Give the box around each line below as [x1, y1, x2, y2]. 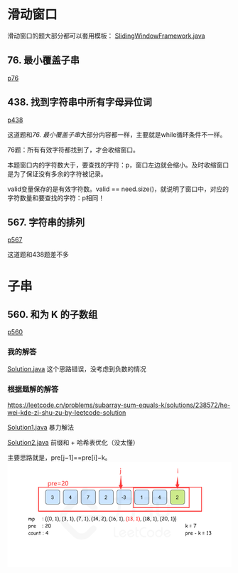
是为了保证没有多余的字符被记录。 [7, 169, 107, 178]
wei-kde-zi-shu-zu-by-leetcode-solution [7, 408, 126, 417]
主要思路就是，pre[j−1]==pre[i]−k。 [7, 453, 112, 462]
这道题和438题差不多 [7, 250, 70, 259]
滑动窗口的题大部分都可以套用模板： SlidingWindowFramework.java [7, 31, 205, 40]
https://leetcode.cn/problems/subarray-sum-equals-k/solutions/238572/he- [7, 401, 231, 409]
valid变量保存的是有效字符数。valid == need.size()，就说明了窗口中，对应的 [7, 185, 229, 193]
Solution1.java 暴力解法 [7, 423, 75, 431]
